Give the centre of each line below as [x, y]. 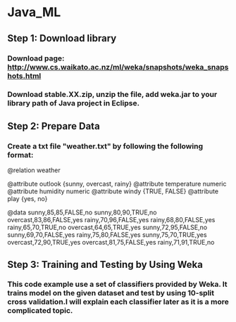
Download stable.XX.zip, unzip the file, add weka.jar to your [112, 94]
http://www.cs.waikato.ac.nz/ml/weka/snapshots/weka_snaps [118, 67]
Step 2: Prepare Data [54, 126]
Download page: [36, 58]
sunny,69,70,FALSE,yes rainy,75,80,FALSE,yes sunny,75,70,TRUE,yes [107, 235]
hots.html [24, 76]
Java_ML [34, 12]
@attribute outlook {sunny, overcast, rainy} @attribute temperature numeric [117, 184]
